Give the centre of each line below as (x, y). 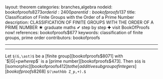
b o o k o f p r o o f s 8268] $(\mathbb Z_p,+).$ (46, 71)
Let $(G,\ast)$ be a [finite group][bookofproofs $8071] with (64, 56)
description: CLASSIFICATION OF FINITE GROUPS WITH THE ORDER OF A (79, 22)
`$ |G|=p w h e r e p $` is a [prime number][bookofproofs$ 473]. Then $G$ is (75, 61)
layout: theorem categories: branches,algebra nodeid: (59, 7)
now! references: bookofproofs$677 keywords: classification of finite (74, 33)
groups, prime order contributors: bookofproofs (53, 38)
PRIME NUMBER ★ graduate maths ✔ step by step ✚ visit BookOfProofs (77, 27)
